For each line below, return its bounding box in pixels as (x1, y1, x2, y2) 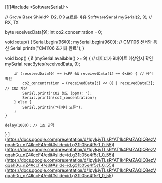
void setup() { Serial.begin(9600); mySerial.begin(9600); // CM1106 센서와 (5, 39, 152, 45)
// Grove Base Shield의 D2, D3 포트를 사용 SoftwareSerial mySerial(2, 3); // (5, 14, 152, 20)
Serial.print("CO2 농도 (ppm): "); (22, 91, 92, 96)
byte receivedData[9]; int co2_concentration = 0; (5, 29, 103, 35)
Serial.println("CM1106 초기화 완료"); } (10, 45, 85, 51)
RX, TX (5, 19, 19, 25)
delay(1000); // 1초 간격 (5, 123, 54, 128)
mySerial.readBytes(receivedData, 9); (5, 61, 80, 67)
